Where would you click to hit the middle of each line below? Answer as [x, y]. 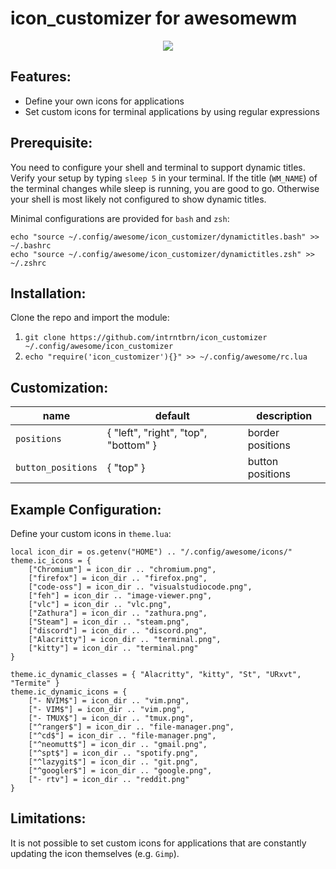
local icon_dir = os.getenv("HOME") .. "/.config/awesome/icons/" [151, 552]
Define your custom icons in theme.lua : [91, 533]
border [263, 433]
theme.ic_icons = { [51, 561]
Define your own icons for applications [104, 101]
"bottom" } [131, 445]
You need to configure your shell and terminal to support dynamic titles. [158, 167]
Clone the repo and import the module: [90, 318]
